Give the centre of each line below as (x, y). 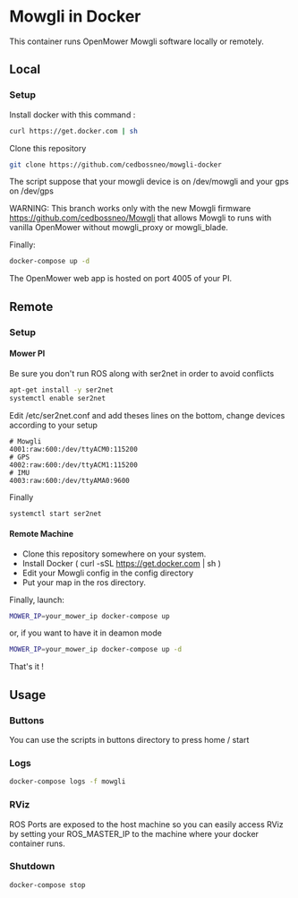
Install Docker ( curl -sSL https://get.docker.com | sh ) (122, 563)
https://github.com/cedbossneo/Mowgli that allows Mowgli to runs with (140, 218)
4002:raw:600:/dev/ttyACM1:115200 (74, 465)
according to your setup (54, 425)
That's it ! (27, 667)
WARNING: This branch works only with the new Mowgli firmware (130, 209)
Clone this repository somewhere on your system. (114, 554)
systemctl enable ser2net (57, 398)
